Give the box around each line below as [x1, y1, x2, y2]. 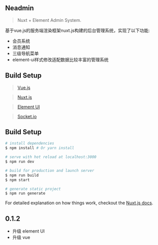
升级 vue [12, 235, 31, 241]
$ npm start [5, 177, 30, 182]
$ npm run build [5, 172, 39, 178]
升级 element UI [12, 228, 45, 234]
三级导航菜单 [12, 50, 39, 56]
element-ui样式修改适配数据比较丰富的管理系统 [12, 57, 109, 63]
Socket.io [17, 113, 37, 119]
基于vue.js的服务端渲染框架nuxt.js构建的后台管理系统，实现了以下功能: [5, 27, 150, 33]
